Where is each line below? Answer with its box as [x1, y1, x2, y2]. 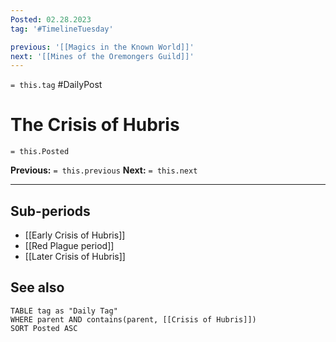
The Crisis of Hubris [10, 114, 180, 136]
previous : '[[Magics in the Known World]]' [10, 42, 195, 52]
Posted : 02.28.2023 [10, 14, 92, 25]
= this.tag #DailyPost [10, 79, 103, 91]
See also [10, 279, 65, 296]
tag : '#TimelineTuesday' [10, 24, 114, 34]
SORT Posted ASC [10, 323, 78, 333]
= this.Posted [10, 147, 70, 157]
